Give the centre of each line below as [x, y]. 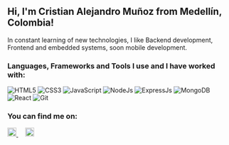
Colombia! [31, 23]
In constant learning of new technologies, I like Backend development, [110, 40]
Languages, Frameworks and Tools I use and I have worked [111, 65]
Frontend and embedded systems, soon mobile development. [97, 47]
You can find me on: [43, 117]
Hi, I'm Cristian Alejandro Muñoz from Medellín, [115, 12]
